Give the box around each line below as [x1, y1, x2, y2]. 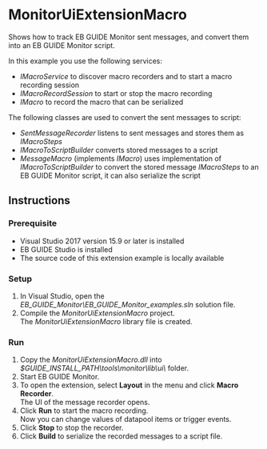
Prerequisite [8, 218, 58, 229]
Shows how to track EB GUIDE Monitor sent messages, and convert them [8, 32, 249, 42]
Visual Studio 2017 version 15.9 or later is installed [19, 236, 185, 246]
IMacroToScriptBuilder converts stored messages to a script [19, 145, 218, 154]
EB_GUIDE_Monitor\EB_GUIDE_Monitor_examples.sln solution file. [19, 299, 236, 309]
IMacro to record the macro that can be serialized [19, 97, 184, 106]
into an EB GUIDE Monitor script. [8, 40, 116, 50]
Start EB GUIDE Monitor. [19, 372, 100, 382]
